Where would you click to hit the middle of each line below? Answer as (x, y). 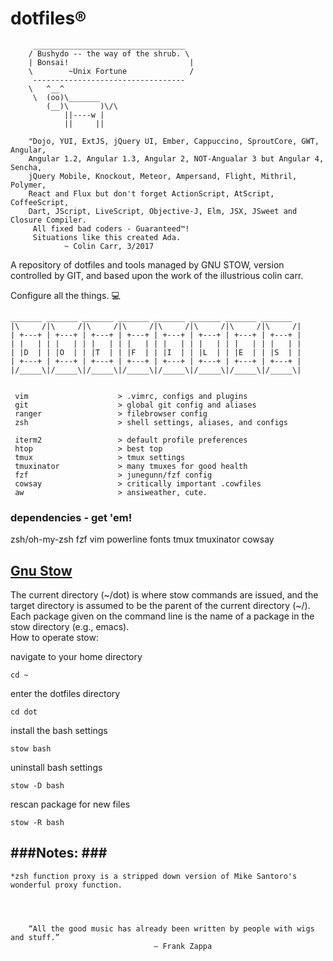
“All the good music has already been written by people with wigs (171, 928)
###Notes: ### (59, 853)
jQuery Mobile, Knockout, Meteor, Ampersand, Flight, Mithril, (163, 176)
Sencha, (26, 167)
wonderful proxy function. (66, 885)
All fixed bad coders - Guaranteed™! (111, 228)
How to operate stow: (54, 638)
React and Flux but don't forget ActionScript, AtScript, (151, 193)
